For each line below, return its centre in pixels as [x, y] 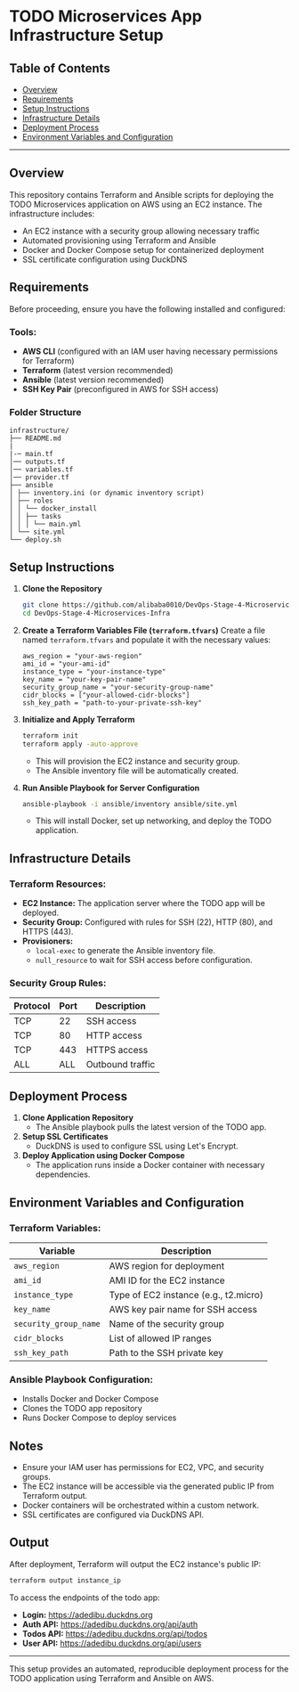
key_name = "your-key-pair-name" [84, 679]
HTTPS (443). [48, 932]
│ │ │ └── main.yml [45, 524]
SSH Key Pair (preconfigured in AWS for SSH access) [121, 388]
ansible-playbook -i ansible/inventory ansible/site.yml [130, 804]
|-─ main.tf [31, 454]
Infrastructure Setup [87, 35]
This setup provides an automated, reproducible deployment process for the [149, 1669]
